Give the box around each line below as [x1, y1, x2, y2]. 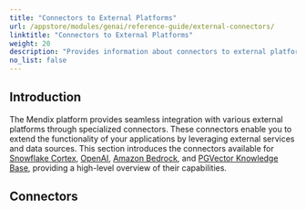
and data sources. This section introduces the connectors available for [9, 142, 275, 153]
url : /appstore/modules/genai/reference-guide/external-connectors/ [9, 22, 275, 31]
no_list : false [9, 56, 67, 65]
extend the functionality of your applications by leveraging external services [9, 133, 295, 144]
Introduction [9, 89, 82, 105]
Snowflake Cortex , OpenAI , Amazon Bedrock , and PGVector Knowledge [9, 152, 279, 163]
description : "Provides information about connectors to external [9, 47, 267, 57]
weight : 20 [9, 38, 51, 48]
